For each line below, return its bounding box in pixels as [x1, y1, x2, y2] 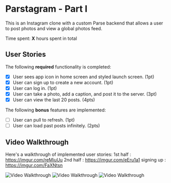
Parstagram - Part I [5, 3, 88, 15]
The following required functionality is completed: [5, 63, 111, 70]
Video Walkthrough [5, 138, 69, 146]
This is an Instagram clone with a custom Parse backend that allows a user [5, 20, 163, 26]
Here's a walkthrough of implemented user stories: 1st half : [5, 151, 131, 157]
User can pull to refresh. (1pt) [12, 117, 75, 123]
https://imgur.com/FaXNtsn [5, 162, 63, 168]
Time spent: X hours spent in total [5, 35, 77, 41]
